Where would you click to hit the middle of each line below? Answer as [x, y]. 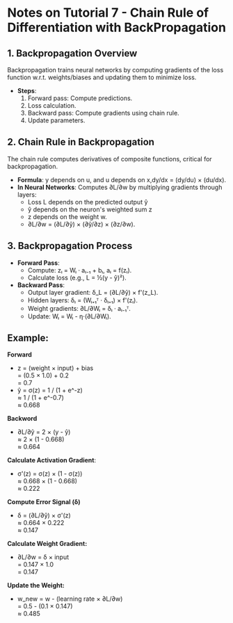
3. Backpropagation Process [70, 246]
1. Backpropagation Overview [72, 53]
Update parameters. [56, 120]
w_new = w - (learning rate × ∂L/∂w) [70, 599]
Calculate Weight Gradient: [47, 544]
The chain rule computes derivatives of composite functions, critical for [110, 159]
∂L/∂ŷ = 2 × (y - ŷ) [44, 432]
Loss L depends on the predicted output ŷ [88, 202]
